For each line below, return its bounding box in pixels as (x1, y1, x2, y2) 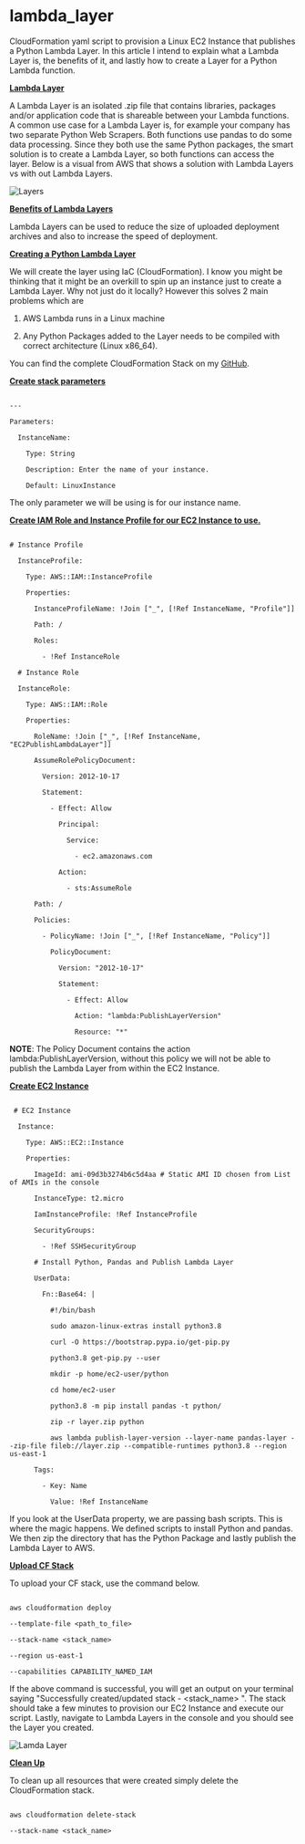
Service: (66, 836, 100, 845)
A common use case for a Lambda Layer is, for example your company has (9, 120, 290, 130)
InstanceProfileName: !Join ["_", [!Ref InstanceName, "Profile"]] (33, 604, 296, 613)
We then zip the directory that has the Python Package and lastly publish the (9, 1532, 297, 1543)
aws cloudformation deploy (9, 1603, 112, 1612)
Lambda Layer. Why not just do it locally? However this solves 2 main (9, 285, 269, 297)
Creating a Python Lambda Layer (9, 248, 137, 259)
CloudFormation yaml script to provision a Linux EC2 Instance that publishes (9, 36, 296, 47)
